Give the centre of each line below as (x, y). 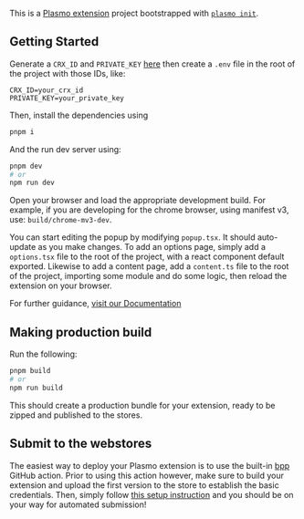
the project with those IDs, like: (68, 73)
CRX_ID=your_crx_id (47, 90)
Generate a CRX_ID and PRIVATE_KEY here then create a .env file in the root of (152, 64)
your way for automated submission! (78, 504)
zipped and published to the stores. (76, 415)
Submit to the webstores (81, 444)
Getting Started (54, 42)
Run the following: (43, 354)
